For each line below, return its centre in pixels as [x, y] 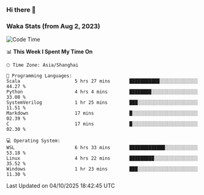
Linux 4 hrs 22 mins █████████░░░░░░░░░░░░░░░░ [102, 158]
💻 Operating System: [34, 141]
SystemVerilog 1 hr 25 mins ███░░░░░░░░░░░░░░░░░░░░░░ [102, 103]
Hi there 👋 [21, 10]
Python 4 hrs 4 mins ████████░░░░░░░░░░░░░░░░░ [102, 92]
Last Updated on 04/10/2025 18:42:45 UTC [61, 186]
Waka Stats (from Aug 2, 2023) [53, 26]
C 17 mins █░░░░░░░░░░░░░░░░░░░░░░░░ [102, 124]
